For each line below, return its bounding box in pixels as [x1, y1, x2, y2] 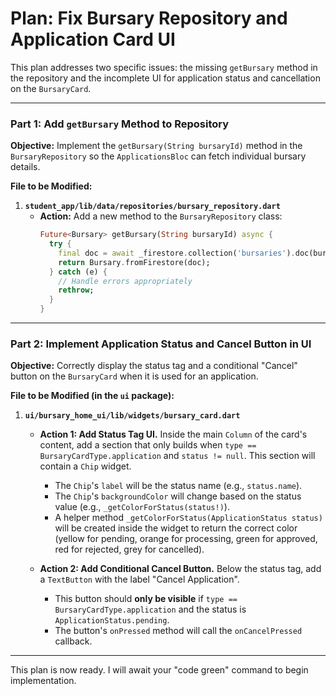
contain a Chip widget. [39, 460, 132, 472]
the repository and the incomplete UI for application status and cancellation [10, 72, 321, 84]
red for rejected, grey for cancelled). [54, 543, 205, 556]
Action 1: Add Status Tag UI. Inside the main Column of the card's [39, 428, 308, 441]
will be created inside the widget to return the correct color [54, 522, 298, 534]
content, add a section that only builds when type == [39, 439, 257, 451]
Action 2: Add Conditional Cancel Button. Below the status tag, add [39, 563, 322, 575]
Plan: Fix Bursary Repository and [10, 7, 288, 30]
